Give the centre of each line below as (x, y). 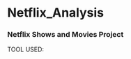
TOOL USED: (25, 49)
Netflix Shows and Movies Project (65, 35)
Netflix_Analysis (56, 13)
